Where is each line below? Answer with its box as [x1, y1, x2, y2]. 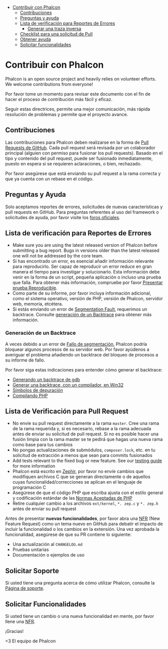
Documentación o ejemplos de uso [12, 552, 85, 558]
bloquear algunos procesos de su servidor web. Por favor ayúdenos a [5, 346, 149, 352]
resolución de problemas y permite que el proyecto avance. [5, 111, 128, 117]
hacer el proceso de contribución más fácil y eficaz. [5, 96, 113, 102]
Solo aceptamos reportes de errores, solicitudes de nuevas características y [5, 204, 163, 210]
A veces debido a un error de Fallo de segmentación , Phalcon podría [5, 341, 147, 347]
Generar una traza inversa [27, 26, 82, 32]
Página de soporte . [5, 585, 45, 591]
